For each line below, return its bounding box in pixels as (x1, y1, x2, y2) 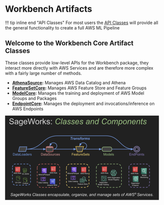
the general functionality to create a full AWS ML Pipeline (5, 25, 120, 30)
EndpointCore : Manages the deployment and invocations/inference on (12, 101, 155, 106)
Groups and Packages (12, 95, 57, 101)
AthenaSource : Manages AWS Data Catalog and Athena (12, 79, 126, 85)
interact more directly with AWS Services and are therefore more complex (5, 65, 154, 71)
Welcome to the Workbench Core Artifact (5, 39, 134, 48)
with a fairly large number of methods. (5, 70, 82, 76)
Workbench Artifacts (5, 3, 92, 15)
